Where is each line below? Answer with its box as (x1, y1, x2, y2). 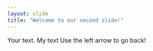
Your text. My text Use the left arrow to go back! (7, 36, 146, 44)
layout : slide (7, 10, 49, 17)
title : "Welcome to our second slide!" (7, 17, 124, 24)
